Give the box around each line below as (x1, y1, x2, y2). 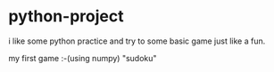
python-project (8, 6, 124, 27)
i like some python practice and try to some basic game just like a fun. (8, 36, 266, 46)
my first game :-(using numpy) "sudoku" (8, 52, 157, 63)
